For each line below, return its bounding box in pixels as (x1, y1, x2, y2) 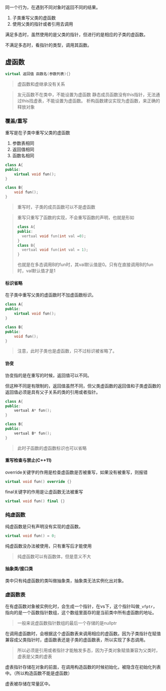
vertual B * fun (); (14, 430, 52, 436)
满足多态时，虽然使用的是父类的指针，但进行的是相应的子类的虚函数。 (5, 32, 148, 37)
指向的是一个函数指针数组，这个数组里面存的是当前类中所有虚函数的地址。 (5, 610, 157, 616)
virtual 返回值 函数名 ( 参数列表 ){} (5, 71, 71, 76)
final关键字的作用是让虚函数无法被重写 (5, 488, 83, 494)
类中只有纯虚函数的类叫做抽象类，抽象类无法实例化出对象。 (5, 578, 126, 584)
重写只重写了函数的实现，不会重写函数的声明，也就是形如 (17, 214, 134, 220)
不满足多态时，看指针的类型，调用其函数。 (5, 42, 92, 48)
